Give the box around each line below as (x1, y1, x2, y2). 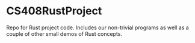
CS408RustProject (6, 4, 102, 18)
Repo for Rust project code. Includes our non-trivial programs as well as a (6, 24, 190, 31)
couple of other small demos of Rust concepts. (6, 30, 122, 37)
